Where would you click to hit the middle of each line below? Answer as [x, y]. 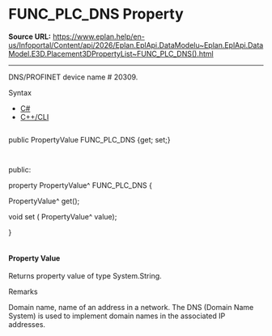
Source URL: [30, 36]
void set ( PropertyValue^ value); [63, 216]
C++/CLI [34, 117]
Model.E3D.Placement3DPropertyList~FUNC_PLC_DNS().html [111, 53]
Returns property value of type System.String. [85, 276]
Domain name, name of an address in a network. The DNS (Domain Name [131, 308]
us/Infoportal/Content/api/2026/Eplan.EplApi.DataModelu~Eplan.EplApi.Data [136, 45]
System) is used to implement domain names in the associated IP [117, 316]
